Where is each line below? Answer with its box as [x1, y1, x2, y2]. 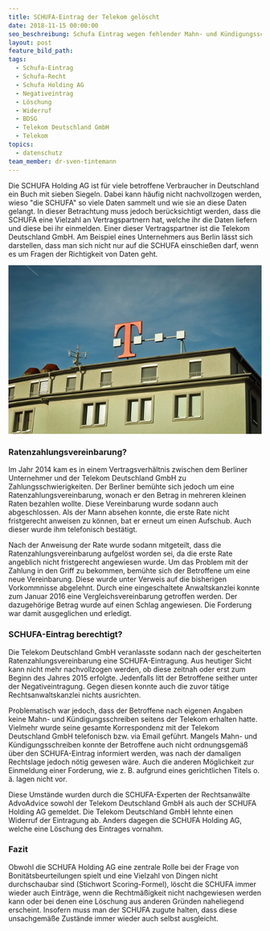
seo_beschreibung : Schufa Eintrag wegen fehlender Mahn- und [8, 30, 218, 38]
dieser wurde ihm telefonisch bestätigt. [8, 524, 138, 535]
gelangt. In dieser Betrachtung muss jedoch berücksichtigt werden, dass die [8, 206, 261, 216]
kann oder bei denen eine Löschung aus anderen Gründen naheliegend [8, 896, 244, 906]
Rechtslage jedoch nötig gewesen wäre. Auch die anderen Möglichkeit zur [8, 757, 255, 767]
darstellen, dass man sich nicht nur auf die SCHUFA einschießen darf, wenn [8, 240, 259, 250]
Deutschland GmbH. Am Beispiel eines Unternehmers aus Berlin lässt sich [8, 232, 253, 242]
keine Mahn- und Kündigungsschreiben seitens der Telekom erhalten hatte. [8, 714, 258, 724]
